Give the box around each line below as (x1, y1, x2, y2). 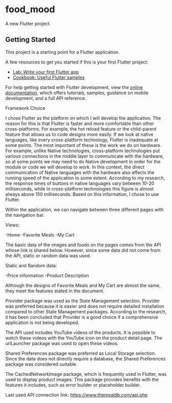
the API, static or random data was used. (5, 252, 91, 259)
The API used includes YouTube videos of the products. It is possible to (5, 329, 156, 335)
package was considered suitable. (5, 361, 78, 367)
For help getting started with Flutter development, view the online (5, 84, 143, 90)
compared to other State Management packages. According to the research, (5, 308, 166, 314)
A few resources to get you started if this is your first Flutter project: (5, 59, 148, 65)
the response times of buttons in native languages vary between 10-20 (5, 180, 155, 186)
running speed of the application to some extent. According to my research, (5, 175, 165, 181)
